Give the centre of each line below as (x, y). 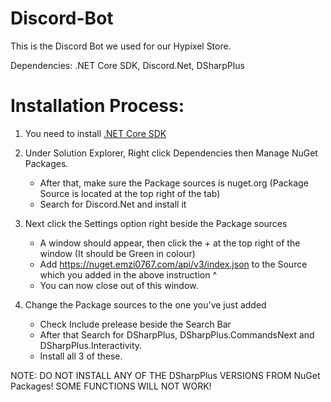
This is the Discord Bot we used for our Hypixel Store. (121, 46)
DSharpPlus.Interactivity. (91, 345)
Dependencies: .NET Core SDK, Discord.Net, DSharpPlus (127, 65)
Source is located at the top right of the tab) (130, 193)
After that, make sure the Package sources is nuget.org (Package (174, 183)
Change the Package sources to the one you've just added (145, 304)
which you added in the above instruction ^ (128, 274)
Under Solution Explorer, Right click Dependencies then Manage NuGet (171, 153)
